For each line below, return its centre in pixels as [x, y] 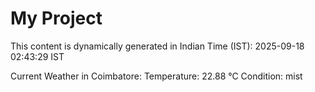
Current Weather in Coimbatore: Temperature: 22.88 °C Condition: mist [156, 76]
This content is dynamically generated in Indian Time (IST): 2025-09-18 [157, 46]
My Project [56, 18]
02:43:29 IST [37, 56]
